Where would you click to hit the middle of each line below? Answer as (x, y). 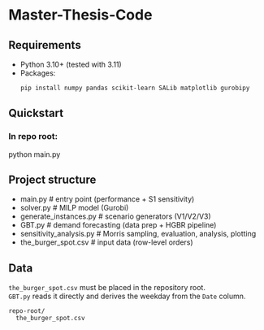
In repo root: (33, 137)
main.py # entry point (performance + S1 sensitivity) (107, 199)
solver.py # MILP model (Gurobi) (74, 208)
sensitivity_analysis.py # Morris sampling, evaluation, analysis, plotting (138, 234)
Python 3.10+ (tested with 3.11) (71, 64)
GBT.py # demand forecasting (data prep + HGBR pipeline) (118, 225)
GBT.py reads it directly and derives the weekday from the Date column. (127, 296)
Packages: (38, 73)
